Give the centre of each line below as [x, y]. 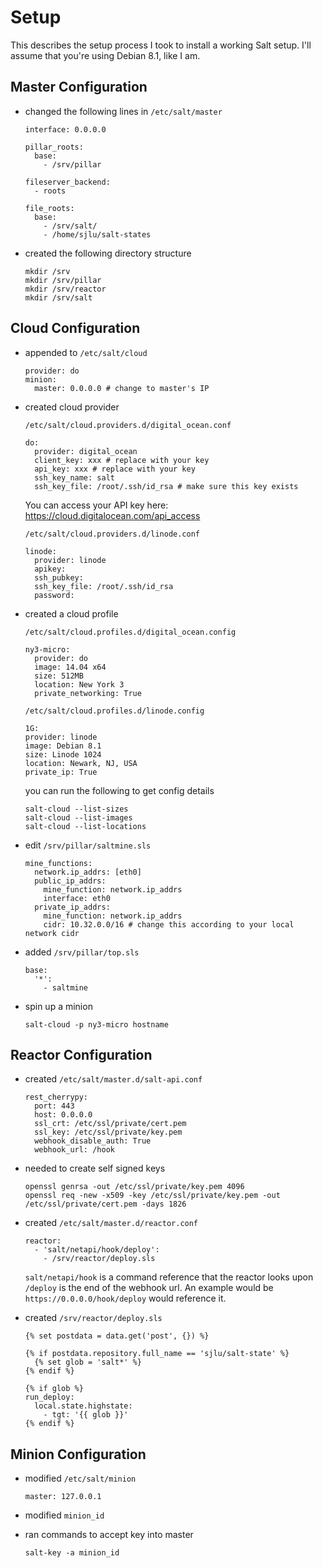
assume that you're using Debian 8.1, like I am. [105, 55]
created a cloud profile [71, 613]
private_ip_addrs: [72, 907]
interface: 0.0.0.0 [65, 129]
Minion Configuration [78, 1454]
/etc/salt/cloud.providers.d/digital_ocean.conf [128, 425]
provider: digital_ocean [86, 451]
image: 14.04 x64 [70, 667]
